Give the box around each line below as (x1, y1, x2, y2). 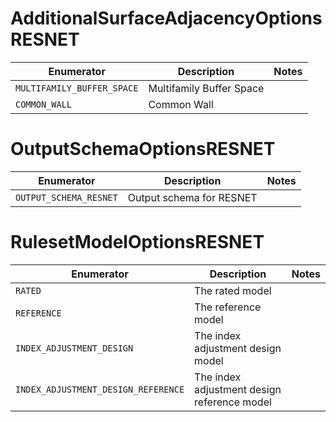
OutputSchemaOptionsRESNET (10, 138, 276, 161)
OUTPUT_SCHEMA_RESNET (15, 192, 118, 203)
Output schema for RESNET (127, 190, 258, 204)
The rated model (194, 283, 272, 297)
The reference (194, 300, 262, 314)
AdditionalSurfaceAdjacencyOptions (10, 7, 323, 30)
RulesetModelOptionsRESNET (10, 231, 265, 254)
